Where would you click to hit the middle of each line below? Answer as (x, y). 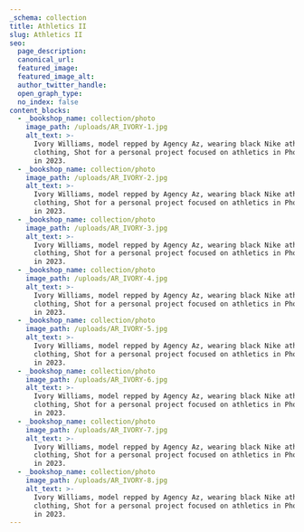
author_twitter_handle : (62, 85)
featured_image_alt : (56, 77)
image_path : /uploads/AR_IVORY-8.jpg (97, 480)
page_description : (52, 52)
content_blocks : (40, 110)
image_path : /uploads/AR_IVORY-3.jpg (97, 228)
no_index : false (48, 102)
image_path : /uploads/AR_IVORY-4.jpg (97, 279)
